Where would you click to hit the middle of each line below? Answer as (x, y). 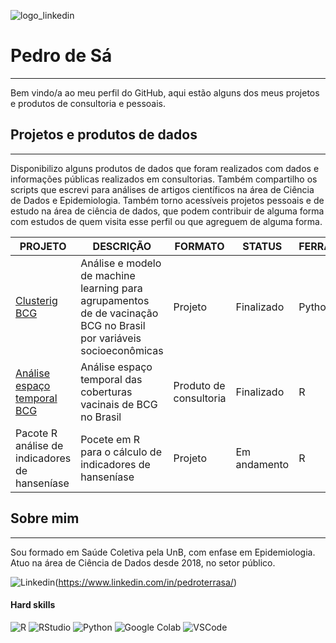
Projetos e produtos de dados (104, 135)
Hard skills (33, 605)
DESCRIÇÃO (122, 246)
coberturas (106, 392)
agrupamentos (115, 300)
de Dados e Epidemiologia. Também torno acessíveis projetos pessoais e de (167, 200)
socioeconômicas (122, 350)
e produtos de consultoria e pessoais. (88, 103)
